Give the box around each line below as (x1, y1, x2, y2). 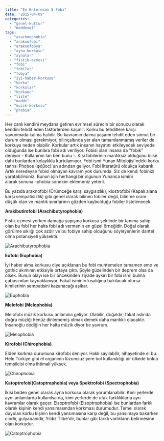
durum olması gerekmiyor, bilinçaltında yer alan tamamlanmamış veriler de (5, 137, 155, 143)
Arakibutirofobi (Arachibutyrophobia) (5, 208, 83, 214)
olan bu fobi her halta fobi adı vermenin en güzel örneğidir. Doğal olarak (5, 223, 150, 229)
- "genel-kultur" (9, 21, 45, 26)
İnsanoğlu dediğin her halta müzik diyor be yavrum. (5, 322, 109, 327)
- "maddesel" (9, 26, 36, 30)
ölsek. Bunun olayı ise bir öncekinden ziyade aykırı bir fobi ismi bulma (5, 272, 145, 278)
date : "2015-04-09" (5, 12, 45, 17)
